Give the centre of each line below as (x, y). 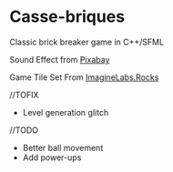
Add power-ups (52, 157)
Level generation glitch (66, 112)
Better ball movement (63, 147)
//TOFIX (24, 95)
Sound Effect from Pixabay (60, 59)
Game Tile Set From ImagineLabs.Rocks (84, 77)
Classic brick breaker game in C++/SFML (87, 42)
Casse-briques (67, 17)
